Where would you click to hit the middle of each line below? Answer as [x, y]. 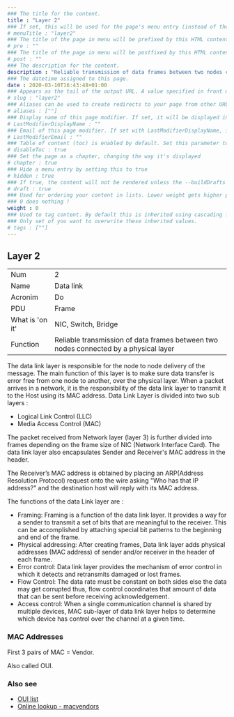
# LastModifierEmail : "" [45, 137]
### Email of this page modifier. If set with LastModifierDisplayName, [115, 130]
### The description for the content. [63, 66]
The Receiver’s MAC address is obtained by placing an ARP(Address [106, 473]
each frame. [34, 559]
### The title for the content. [54, 14]
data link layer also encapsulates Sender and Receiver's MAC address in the [116, 452]
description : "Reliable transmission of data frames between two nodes [115, 72]
